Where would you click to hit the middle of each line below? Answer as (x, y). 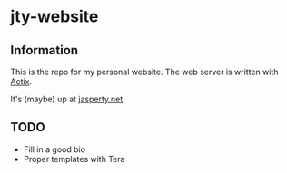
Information (45, 50)
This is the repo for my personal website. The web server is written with (144, 72)
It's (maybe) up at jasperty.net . (68, 99)
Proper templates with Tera (74, 159)
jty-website (54, 17)
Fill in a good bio (54, 149)
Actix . (21, 82)
